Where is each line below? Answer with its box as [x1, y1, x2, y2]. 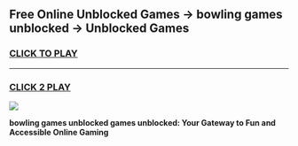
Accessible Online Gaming [9, 127, 109, 137]
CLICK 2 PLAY [9, 81, 71, 93]
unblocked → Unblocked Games [9, 21, 190, 36]
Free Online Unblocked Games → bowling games [9, 7, 283, 22]
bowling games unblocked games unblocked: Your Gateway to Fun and [9, 117, 277, 127]
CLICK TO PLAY [9, 48, 78, 60]
